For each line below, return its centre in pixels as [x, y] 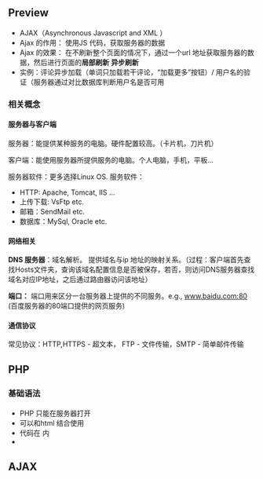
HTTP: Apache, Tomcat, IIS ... [67, 192]
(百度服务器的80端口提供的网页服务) [67, 306]
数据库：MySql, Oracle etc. [63, 221]
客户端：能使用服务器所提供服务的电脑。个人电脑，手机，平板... [111, 159]
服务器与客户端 [32, 124]
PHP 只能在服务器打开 [55, 413]
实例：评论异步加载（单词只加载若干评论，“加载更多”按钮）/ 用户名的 [131, 72]
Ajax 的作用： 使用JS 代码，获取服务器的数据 [92, 42]
